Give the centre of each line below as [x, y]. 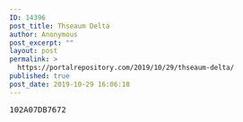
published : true [39, 76]
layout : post [34, 51]
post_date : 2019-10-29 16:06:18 [69, 84]
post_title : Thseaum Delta [60, 26]
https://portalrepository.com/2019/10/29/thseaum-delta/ [126, 68]
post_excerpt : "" [42, 43]
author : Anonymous [43, 34]
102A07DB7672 [38, 109]
